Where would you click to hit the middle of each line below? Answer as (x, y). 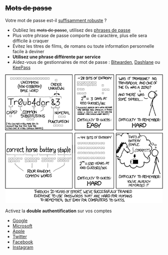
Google (20, 221)
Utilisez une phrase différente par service (56, 57)
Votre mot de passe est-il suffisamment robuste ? (56, 20)
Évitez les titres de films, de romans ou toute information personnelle (83, 46)
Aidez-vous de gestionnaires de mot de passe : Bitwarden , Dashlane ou (86, 62)
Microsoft (22, 226)
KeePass (21, 67)
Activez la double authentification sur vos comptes (58, 211)
